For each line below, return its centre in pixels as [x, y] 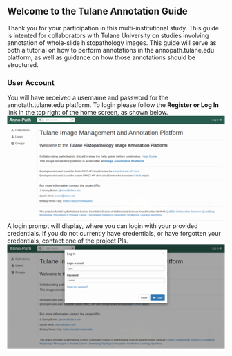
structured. [23, 64]
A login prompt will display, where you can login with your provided [103, 226]
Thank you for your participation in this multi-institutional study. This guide [113, 28]
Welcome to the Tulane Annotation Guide [97, 11]
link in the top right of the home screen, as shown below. [88, 113]
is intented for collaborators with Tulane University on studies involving [108, 35]
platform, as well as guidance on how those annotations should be [101, 57]
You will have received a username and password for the [88, 98]
